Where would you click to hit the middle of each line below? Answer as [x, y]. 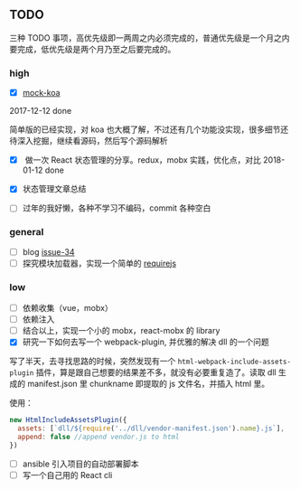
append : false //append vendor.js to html [98, 437]
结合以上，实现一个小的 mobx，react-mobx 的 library [121, 331]
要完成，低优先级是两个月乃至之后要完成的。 [93, 49]
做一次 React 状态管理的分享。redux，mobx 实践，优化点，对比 [143, 160]
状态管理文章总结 [54, 189]
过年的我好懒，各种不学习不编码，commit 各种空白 [117, 208]
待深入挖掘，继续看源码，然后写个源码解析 [89, 141]
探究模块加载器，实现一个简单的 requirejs [99, 263]
